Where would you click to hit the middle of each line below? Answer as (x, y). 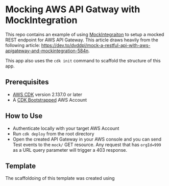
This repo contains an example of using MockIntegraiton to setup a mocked (85, 34)
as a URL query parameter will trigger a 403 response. (70, 150)
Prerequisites (27, 82)
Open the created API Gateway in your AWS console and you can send (87, 139)
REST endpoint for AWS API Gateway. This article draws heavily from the (82, 40)
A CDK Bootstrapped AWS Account (50, 100)
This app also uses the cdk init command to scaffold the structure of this (83, 60)
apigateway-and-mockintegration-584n (47, 51)
